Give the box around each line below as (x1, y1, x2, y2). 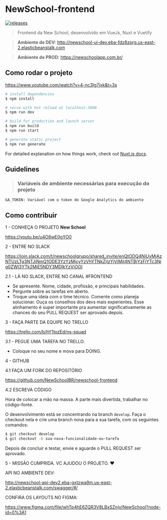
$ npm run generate (5, 141, 46, 146)
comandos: (5, 422, 28, 428)
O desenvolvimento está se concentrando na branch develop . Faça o (5, 411, 146, 417)
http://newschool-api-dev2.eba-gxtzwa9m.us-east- (5, 479, 112, 485)
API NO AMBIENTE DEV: (5, 470, 55, 476)
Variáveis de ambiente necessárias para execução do (17, 180, 150, 187)
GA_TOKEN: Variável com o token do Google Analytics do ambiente (5, 198, 144, 203)
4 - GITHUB (5, 358, 29, 364)
